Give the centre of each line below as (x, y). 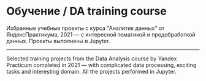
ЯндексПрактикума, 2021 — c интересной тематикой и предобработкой (101, 34)
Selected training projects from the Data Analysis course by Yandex (92, 58)
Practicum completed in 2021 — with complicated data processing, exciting (101, 65)
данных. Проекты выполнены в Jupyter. (58, 41)
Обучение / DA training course (86, 11)
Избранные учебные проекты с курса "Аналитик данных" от (86, 28)
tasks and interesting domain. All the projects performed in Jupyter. (91, 71)
